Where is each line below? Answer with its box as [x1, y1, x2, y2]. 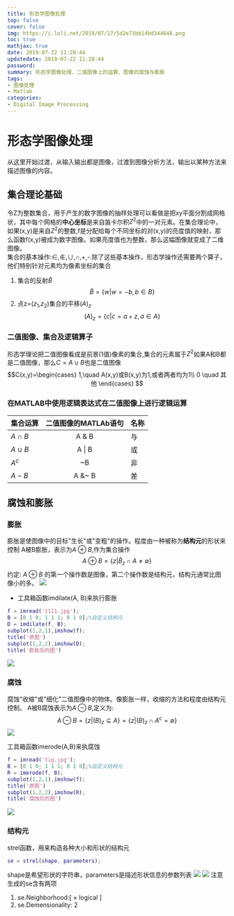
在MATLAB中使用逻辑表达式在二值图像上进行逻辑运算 [7, 398, 187, 408]
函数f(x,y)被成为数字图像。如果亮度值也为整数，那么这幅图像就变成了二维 [13, 235, 224, 243]
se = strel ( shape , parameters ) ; [7, 857, 101, 864]
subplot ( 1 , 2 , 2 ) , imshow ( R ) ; [7, 789, 86, 796]
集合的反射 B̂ [17, 276, 52, 285]
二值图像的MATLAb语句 [45, 418, 124, 428]
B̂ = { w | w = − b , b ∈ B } [89, 287, 155, 296]
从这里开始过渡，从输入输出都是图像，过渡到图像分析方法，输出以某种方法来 [7, 158, 227, 166]
